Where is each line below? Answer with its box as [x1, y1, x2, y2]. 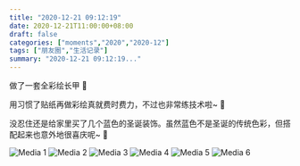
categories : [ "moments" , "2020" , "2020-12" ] [9, 37, 170, 47]
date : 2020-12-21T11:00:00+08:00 [9, 21, 134, 30]
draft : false [9, 29, 58, 38]
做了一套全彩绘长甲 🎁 [9, 80, 87, 90]
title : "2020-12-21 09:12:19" [9, 12, 122, 22]
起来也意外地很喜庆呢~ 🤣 [16, 129, 109, 139]
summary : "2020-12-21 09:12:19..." [9, 54, 142, 63]
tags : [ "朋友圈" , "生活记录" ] [9, 46, 109, 55]
